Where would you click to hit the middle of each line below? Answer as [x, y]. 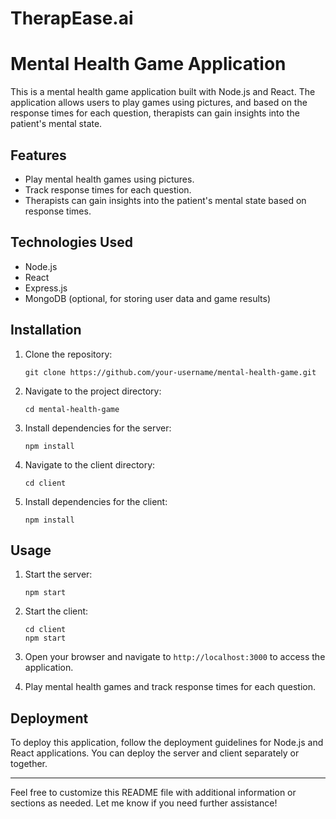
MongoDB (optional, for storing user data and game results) [148, 298]
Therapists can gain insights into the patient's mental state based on [165, 200]
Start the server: [58, 574]
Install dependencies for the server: [98, 428]
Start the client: [56, 611]
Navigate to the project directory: [93, 391]
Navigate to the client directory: [90, 464]
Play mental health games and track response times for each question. [170, 687]
